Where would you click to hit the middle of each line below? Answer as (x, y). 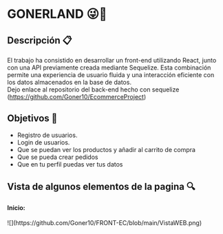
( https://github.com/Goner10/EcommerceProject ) (77, 97)
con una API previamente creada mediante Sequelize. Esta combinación (109, 67)
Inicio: (16, 208)
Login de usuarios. (43, 142)
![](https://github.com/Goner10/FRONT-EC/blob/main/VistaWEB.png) (105, 223)
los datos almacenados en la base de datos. (70, 82)
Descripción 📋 (40, 40)
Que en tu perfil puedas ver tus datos (70, 164)
